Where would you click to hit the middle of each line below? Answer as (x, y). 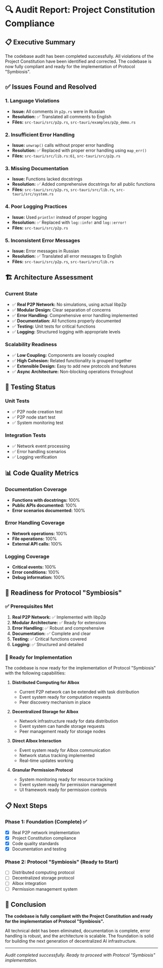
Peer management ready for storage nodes (62, 731)
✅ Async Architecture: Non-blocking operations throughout (73, 371)
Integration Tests (25, 435)
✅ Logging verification (34, 457)
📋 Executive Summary (40, 42)
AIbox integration (29, 883)
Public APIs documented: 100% (44, 505)
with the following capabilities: (35, 673)
